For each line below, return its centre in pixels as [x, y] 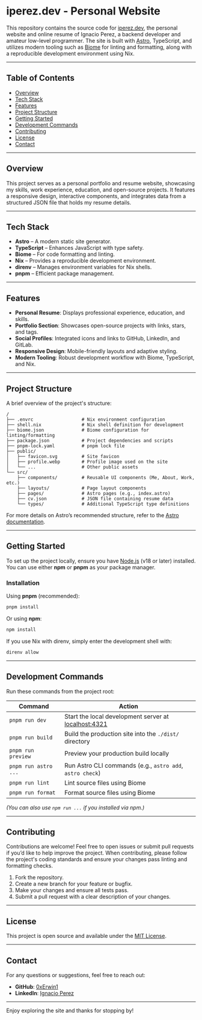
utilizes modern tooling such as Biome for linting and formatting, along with [99, 47]
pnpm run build [31, 737]
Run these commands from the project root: [60, 691]
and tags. [26, 332]
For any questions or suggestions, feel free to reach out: [76, 975]
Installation [23, 582]
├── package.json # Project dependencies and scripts [90, 441]
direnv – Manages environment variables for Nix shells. [83, 267]
